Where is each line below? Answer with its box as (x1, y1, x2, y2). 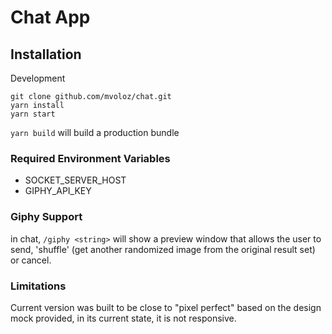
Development (10, 72, 66, 84)
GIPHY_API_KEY (24, 185, 92, 197)
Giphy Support (10, 210, 83, 224)
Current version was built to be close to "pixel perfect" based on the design (10, 301, 322, 313)
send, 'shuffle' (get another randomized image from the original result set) (10, 243, 316, 255)
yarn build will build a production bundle (10, 127, 180, 138)
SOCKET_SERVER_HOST (24, 174, 127, 186)
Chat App (10, 6, 91, 29)
